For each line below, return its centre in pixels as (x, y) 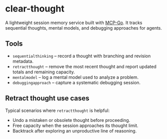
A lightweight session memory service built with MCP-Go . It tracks (74, 23)
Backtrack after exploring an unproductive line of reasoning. (74, 130)
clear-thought (35, 9)
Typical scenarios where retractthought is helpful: (57, 110)
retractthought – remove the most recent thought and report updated (85, 66)
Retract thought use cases (47, 98)
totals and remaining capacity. (44, 72)
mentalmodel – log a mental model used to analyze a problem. (75, 77)
